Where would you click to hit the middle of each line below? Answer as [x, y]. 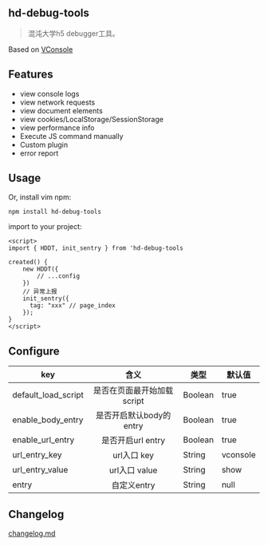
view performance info [57, 128]
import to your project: [45, 227]
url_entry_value [40, 470]
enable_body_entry [48, 420]
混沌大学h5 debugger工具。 [73, 33]
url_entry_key [37, 455]
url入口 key [133, 456]
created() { [28, 263]
